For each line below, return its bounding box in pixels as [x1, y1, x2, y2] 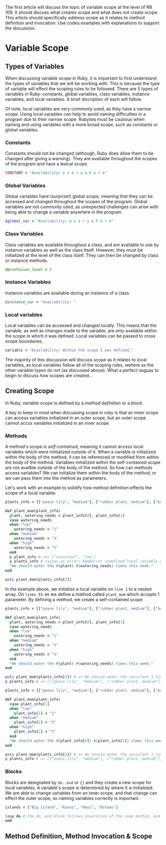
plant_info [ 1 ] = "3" [14, 720, 56, 725]
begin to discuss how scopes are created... [5, 372, 93, 378]
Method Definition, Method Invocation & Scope [5, 832, 152, 840]
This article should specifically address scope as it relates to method [5, 15, 145, 20]
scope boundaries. [5, 338, 43, 344]
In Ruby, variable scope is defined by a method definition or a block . [5, 400, 144, 406]
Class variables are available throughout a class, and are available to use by [5, 242, 159, 248]
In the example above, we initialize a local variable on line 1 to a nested [5, 586, 152, 592]
